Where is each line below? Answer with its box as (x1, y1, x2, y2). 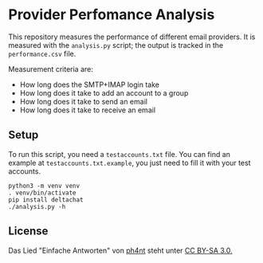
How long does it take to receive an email (19, 105, 156, 115)
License (8, 225, 49, 238)
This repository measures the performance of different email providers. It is (8, 32, 256, 41)
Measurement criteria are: (8, 64, 93, 73)
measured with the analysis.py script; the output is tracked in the (8, 40, 224, 49)
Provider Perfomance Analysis (8, 6, 215, 24)
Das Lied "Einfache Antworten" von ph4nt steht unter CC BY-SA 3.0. (8, 245, 233, 255)
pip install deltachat (8, 195, 84, 204)
